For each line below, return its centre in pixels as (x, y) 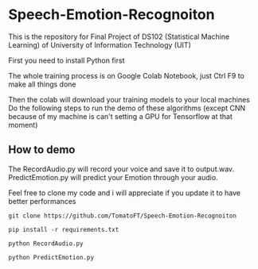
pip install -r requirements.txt (64, 229)
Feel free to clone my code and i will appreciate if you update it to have (125, 193)
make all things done (43, 84)
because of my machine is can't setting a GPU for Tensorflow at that (120, 116)
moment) (23, 125)
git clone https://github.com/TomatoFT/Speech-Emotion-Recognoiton (123, 216)
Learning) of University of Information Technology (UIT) (100, 44)
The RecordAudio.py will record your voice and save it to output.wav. (121, 169)
